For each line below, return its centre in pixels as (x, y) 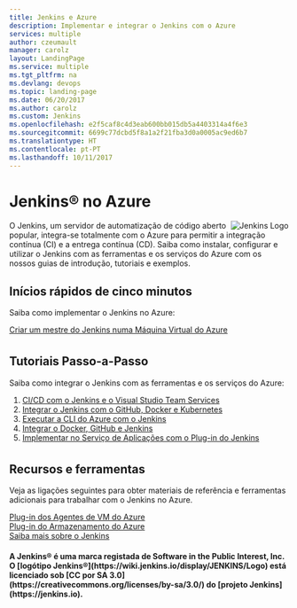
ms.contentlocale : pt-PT (55, 149)
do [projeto (227, 584)
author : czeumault (43, 42)
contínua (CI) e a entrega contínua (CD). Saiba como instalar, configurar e (144, 245)
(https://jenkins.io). (46, 594)
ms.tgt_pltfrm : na (43, 75)
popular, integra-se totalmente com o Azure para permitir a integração (137, 235)
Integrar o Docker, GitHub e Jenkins (87, 428)
